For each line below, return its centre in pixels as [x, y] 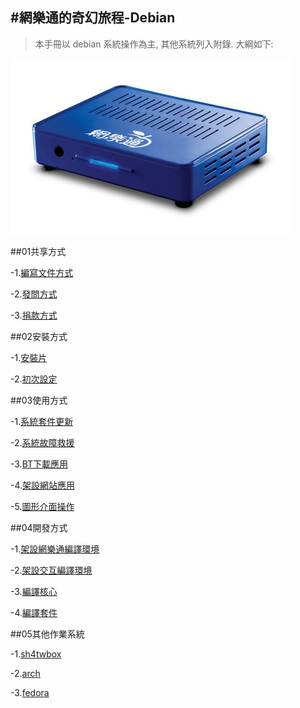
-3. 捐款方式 [34, 315]
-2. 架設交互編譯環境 [51, 570]
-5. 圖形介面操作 [42, 506]
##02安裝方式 [39, 336]
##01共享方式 [38, 251]
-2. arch [25, 673]
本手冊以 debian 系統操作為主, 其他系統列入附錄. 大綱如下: [154, 44]
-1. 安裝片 [29, 357]
